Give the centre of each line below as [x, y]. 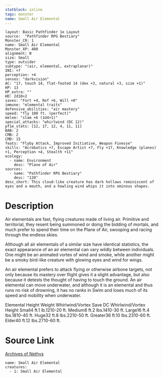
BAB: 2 [12, 131]
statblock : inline [24, 10]
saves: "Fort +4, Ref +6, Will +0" [41, 101]
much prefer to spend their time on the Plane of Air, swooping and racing [79, 230]
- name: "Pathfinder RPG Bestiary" [46, 174]
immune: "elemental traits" [34, 105]
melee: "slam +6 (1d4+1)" [31, 118]
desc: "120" [26, 178]
